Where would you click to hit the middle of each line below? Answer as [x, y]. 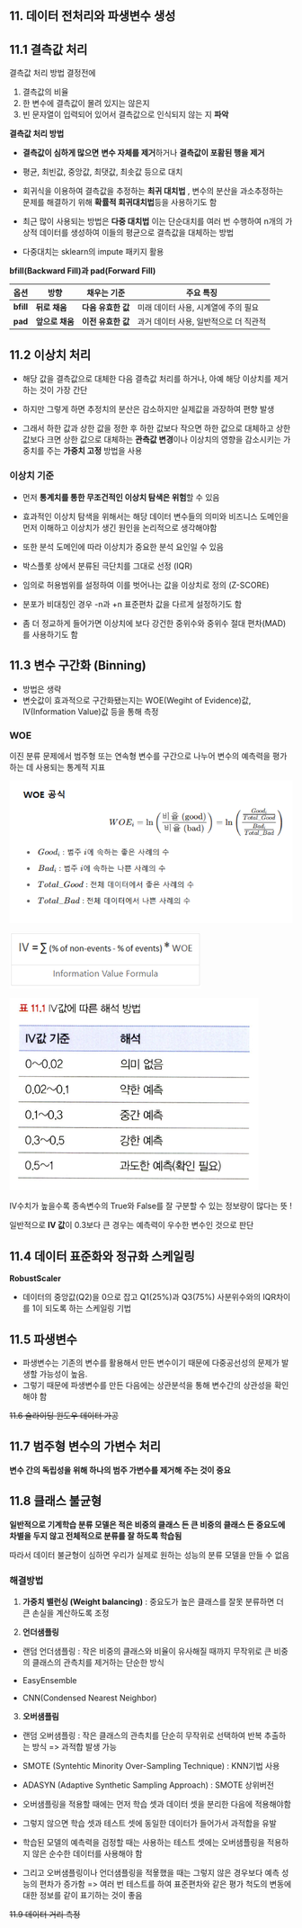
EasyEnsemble [50, 1680]
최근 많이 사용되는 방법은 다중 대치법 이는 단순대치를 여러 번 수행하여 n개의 [152, 221]
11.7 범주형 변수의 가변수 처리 [85, 1447]
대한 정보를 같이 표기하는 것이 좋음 [82, 1895]
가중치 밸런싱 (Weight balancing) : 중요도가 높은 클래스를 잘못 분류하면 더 [153, 1601]
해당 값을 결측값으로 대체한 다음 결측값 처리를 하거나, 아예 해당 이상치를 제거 [155, 378]
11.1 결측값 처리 [49, 49]
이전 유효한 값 [106, 321]
